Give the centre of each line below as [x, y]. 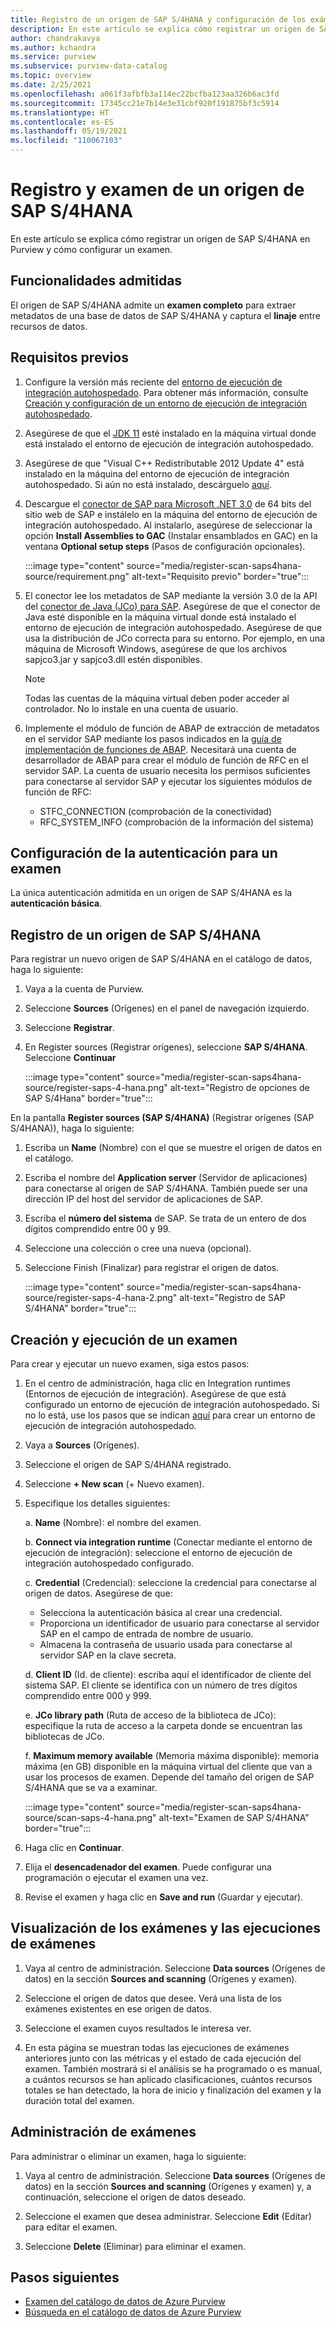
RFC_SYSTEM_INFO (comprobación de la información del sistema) [177, 822]
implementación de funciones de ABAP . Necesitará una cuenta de [160, 749]
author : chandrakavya [55, 38]
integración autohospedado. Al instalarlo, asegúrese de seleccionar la [168, 525]
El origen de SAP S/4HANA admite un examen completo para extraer [153, 305]
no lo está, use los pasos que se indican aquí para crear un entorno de [170, 1415]
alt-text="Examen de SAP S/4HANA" [234, 1817]
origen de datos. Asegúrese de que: [98, 1593]
